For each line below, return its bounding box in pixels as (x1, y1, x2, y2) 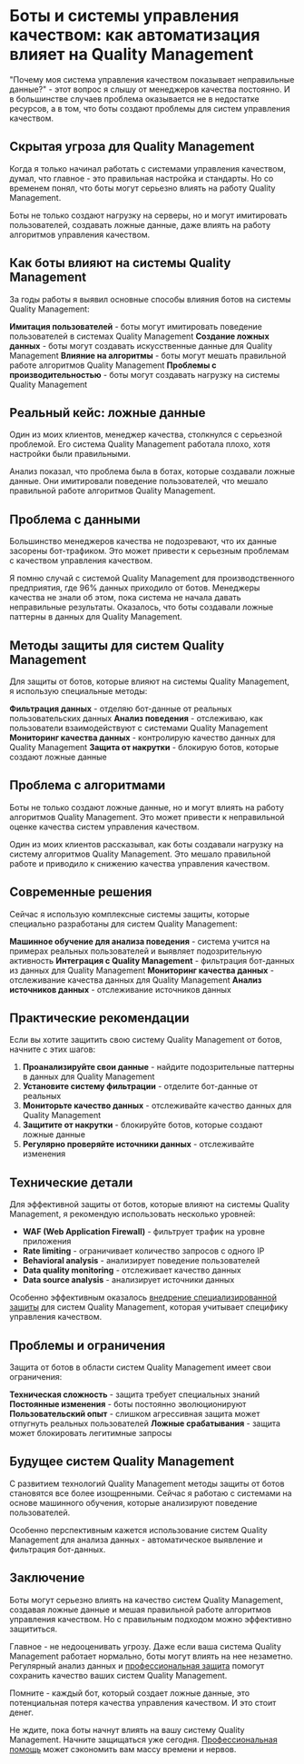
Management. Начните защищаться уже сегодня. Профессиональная (9, 1734, 279, 1745)
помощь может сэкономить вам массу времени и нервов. (9, 1743, 237, 1754)
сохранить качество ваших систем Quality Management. (9, 1670, 228, 1680)
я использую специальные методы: (9, 686, 148, 696)
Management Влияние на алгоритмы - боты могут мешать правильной (9, 350, 287, 361)
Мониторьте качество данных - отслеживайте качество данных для (22, 1100, 292, 1111)
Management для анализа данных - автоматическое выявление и (9, 1534, 263, 1545)
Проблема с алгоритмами (9, 778, 166, 793)
